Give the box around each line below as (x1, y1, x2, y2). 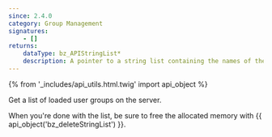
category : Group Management (8, 19, 104, 28)
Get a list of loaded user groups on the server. (8, 95, 162, 105)
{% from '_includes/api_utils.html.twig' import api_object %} (8, 79, 208, 89)
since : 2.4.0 (8, 11, 53, 20)
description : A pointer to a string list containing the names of (23, 58, 252, 66)
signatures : (8, 27, 49, 35)
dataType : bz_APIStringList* (23, 49, 121, 58)
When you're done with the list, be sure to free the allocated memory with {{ (8, 110, 262, 120)
